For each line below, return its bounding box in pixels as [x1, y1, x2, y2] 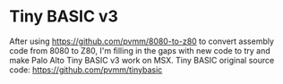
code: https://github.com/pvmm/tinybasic [9, 64, 163, 75]
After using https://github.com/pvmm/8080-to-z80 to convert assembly [9, 36, 275, 46]
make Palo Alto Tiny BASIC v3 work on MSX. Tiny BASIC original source [9, 55, 275, 65]
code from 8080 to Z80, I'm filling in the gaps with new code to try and [9, 45, 270, 55]
